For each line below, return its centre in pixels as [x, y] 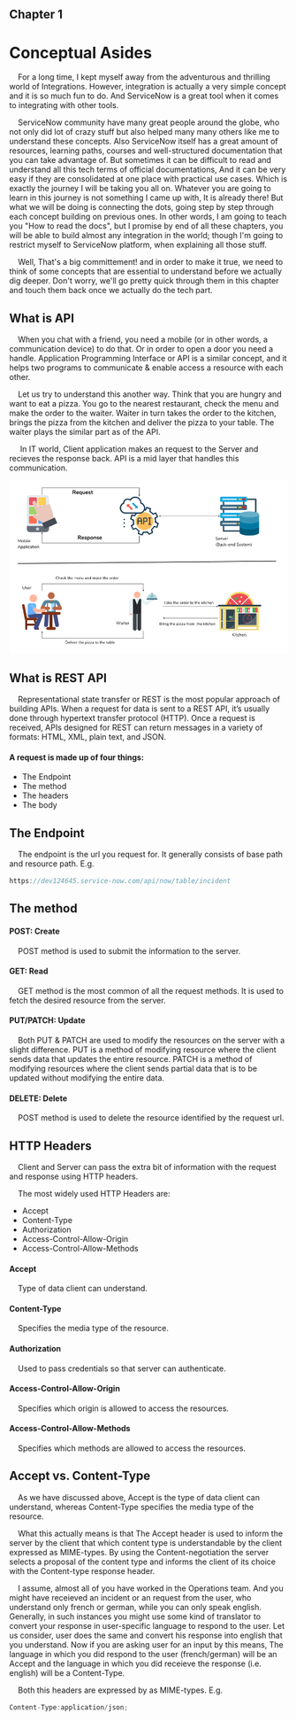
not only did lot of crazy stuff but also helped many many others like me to [144, 132]
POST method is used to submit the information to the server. [129, 950]
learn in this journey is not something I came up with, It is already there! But [146, 198]
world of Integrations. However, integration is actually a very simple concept [148, 87]
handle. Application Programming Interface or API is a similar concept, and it [148, 359]
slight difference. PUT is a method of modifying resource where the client [143, 1050]
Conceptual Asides [81, 53]
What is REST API [58, 678]
